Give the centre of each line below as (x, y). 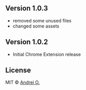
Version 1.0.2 (27, 42)
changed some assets (36, 26)
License (18, 70)
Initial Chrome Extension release (47, 54)
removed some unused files (42, 20)
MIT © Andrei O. (23, 82)
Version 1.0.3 (27, 8)
